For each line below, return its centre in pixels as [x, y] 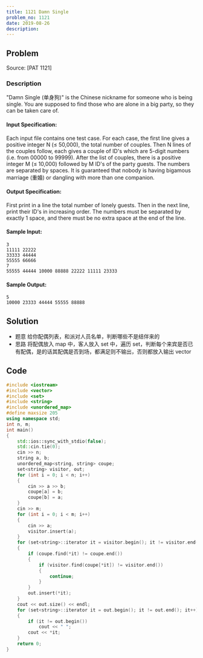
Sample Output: [27, 285]
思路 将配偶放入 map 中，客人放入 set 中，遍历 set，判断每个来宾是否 [101, 344]
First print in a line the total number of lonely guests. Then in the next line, [98, 205]
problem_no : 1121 [28, 18]
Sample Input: [24, 232]
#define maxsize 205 [32, 413]
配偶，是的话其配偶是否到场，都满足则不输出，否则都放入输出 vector [106, 351]
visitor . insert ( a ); [53, 531]
